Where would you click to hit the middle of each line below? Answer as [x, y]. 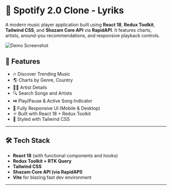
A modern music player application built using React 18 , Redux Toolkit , [80, 25]
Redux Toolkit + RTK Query [42, 161]
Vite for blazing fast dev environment [52, 177]
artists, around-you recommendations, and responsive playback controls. [83, 35]
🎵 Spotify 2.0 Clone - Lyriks [65, 10]
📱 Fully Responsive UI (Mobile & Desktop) [57, 108]
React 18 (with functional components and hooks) [65, 155]
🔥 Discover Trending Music [41, 74]
